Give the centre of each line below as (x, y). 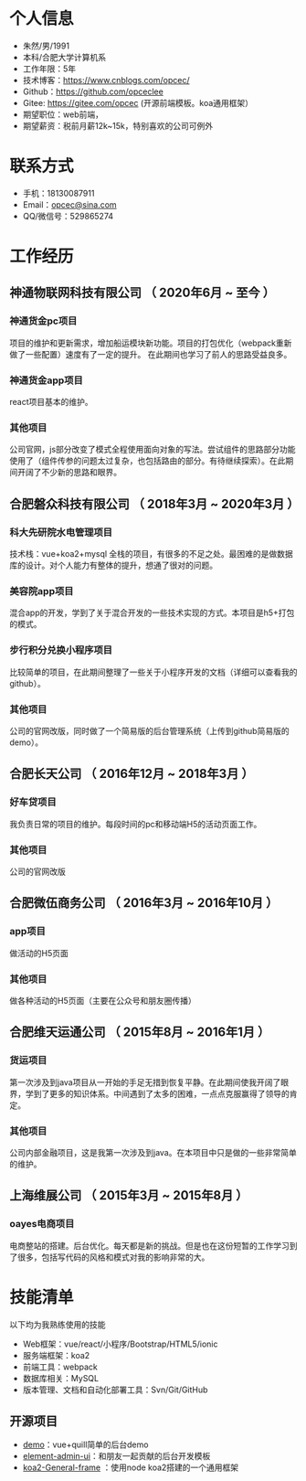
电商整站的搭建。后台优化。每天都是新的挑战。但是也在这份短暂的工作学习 (149, 1245)
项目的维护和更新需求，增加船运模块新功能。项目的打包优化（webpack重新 (151, 343)
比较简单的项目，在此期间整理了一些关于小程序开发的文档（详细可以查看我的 (153, 672)
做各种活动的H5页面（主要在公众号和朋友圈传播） (103, 1000)
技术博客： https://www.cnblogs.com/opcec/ (106, 80)
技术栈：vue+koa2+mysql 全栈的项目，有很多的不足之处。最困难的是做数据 (152, 554)
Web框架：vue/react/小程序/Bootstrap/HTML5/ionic (120, 1344)
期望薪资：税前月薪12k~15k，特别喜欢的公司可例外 (118, 125)
